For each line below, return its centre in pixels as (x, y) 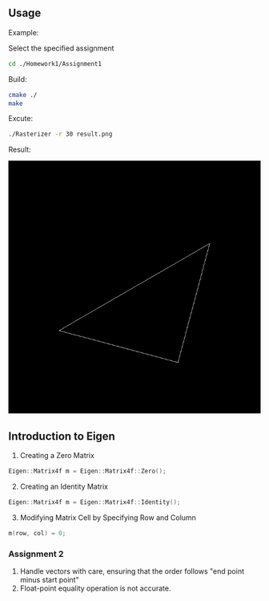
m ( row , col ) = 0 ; (37, 533)
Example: (24, 32)
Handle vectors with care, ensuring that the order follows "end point (132, 571)
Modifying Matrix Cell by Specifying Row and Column (108, 518)
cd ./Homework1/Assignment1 (55, 63)
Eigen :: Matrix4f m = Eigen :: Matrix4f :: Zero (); (87, 471)
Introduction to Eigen (62, 436)
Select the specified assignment (61, 48)
